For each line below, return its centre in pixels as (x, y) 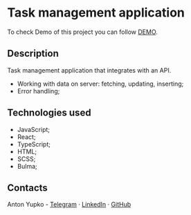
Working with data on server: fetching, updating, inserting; (100, 84)
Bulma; (27, 166)
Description (33, 54)
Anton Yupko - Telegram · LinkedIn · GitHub (69, 205)
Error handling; (38, 91)
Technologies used (49, 113)
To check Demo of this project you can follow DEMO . (82, 32)
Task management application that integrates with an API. (89, 70)
